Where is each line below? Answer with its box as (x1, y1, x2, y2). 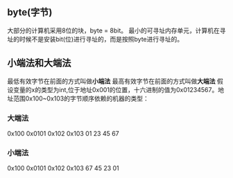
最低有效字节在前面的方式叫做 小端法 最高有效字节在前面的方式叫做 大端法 (7, 77, 216, 85)
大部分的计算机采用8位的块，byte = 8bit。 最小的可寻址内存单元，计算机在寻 (7, 26, 226, 35)
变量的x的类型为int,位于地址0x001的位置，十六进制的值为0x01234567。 (12, 85, 218, 94)
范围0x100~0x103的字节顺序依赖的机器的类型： (12, 94, 149, 103)
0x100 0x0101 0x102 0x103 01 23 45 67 (7, 129, 119, 137)
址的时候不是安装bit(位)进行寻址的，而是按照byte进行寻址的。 (7, 35, 184, 43)
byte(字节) (7, 6, 53, 19)
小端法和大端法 (7, 57, 71, 69)
